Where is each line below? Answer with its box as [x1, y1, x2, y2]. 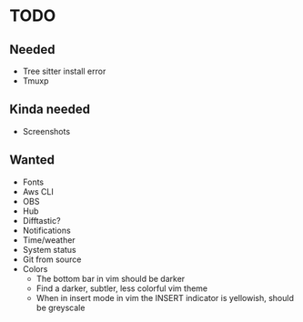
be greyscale [35, 302, 86, 313]
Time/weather [22, 234, 76, 246]
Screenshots [22, 126, 71, 136]
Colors [22, 263, 48, 274]
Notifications [22, 225, 71, 236]
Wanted [9, 152, 56, 168]
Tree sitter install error [22, 65, 106, 76]
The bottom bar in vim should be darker [35, 273, 186, 284]
